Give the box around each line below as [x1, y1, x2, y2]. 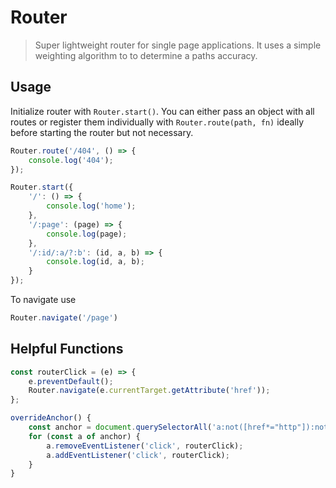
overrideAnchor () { [10, 413, 92, 423]
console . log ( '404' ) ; [28, 155, 114, 165]
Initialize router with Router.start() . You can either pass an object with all [10, 105, 315, 117]
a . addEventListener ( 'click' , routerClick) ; [46, 450, 230, 460]
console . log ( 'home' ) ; [46, 201, 137, 211]
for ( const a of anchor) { [28, 431, 141, 441]
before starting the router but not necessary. [10, 126, 194, 138]
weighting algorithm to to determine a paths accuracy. [34, 49, 258, 61]
